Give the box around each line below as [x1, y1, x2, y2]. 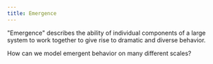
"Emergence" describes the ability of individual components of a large [7, 29, 206, 37]
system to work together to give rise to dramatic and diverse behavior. [7, 35, 206, 44]
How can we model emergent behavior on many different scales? [7, 49, 192, 57]
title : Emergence [7, 10, 57, 17]
